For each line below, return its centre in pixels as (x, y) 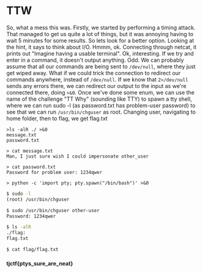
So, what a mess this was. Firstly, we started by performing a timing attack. (101, 27)
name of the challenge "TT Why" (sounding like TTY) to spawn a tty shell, (99, 99)
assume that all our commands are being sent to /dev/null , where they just (101, 66)
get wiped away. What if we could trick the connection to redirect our (94, 73)
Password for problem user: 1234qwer (54, 172)
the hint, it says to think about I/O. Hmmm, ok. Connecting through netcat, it (102, 47)
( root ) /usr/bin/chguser (38, 199)
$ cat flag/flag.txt (33, 250)
